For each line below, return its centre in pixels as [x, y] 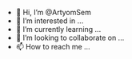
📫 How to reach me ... [53, 47]
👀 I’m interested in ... [50, 21]
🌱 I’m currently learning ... [58, 29]
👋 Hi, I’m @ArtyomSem [54, 12]
